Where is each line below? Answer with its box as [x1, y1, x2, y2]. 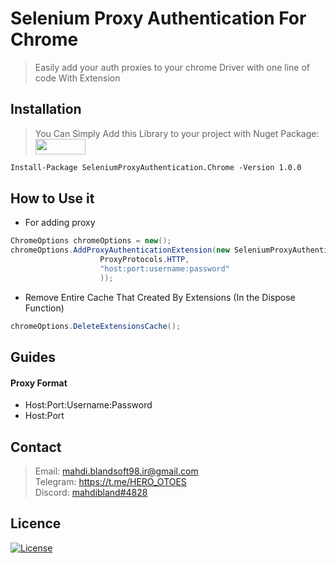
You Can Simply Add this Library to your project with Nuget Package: [34, 127, 320, 139]
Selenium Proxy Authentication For [10, 7, 307, 30]
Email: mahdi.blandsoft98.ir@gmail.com [34, 465, 199, 477]
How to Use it [10, 190, 95, 207]
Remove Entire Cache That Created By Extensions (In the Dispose [24, 291, 296, 303]
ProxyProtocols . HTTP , [99, 255, 190, 265]
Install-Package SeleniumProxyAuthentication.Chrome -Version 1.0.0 [10, 162, 302, 172]
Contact [10, 438, 62, 456]
